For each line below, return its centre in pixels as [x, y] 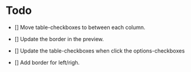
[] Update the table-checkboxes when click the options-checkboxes [100, 51]
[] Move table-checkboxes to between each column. [80, 27]
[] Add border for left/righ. [47, 62]
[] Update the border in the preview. [59, 39]
